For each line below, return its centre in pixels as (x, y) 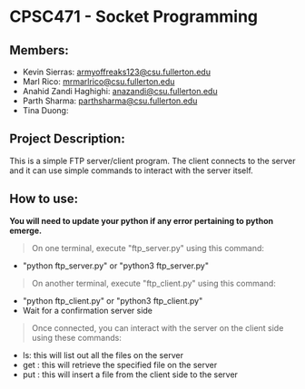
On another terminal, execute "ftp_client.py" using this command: (154, 283)
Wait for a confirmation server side (87, 310)
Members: (39, 50)
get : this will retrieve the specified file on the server (120, 365)
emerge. (26, 230)
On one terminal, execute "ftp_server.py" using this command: (148, 248)
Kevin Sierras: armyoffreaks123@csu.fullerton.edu (117, 72)
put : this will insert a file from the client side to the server (130, 374)
